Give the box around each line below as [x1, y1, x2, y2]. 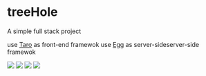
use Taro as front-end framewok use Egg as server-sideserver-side [7, 40, 199, 48]
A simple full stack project [7, 27, 82, 35]
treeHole [7, 4, 58, 20]
